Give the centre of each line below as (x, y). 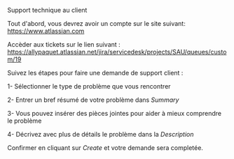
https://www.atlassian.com (46, 31)
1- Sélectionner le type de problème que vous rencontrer (89, 86)
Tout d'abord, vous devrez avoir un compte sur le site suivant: (96, 23)
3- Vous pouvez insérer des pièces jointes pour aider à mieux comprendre (115, 113)
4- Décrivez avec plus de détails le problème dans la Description (101, 134)
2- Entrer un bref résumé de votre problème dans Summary (93, 100)
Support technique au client (47, 10)
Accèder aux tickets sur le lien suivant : (64, 44)
